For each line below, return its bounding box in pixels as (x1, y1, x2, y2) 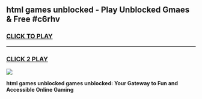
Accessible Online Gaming (6, 86, 74, 93)
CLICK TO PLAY (6, 32, 53, 41)
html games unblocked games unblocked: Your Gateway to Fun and (6, 79, 179, 86)
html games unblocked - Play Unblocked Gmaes (6, 5, 190, 15)
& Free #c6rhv (6, 14, 60, 25)
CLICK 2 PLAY (6, 55, 48, 63)
